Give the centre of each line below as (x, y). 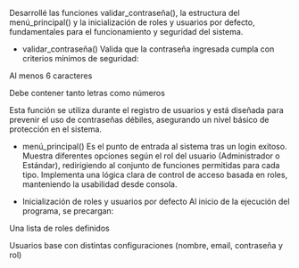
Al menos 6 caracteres (51, 76)
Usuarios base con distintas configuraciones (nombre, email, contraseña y (146, 245)
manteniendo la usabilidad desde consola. (100, 184)
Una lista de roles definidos (59, 228)
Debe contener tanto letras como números (87, 93)
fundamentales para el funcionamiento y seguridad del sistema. (126, 32)
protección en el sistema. (56, 129)
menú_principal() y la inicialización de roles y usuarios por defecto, (132, 22)
